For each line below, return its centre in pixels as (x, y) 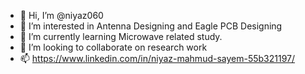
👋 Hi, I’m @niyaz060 (61, 15)
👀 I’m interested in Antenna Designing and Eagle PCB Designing (151, 26)
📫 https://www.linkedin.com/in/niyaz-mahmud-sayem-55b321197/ (157, 58)
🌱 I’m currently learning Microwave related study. (121, 36)
